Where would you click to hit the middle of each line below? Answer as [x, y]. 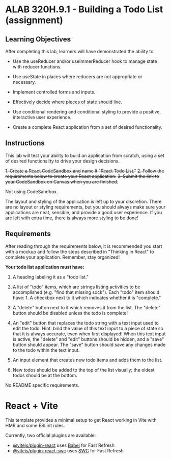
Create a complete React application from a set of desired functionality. [88, 127]
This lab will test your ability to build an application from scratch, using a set [85, 155]
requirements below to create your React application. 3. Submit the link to [82, 176]
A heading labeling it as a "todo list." [51, 277]
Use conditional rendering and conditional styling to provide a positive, [87, 112]
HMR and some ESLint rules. [35, 425]
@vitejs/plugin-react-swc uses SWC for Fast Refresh [68, 450]
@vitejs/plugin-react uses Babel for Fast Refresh [64, 445]
